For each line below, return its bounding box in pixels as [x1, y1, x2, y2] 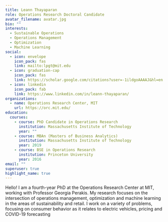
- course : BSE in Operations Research [14, 148, 96, 153]
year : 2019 [18, 143, 42, 148]
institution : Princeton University [18, 152, 94, 157]
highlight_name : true [5, 171, 51, 176]
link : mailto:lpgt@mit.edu [14, 63, 71, 68]
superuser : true [5, 166, 39, 171]
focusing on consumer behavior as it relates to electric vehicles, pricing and [5, 206, 162, 212]
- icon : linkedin [10, 82, 46, 87]
